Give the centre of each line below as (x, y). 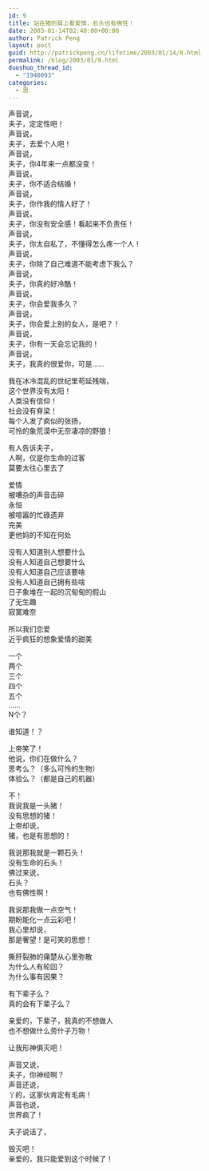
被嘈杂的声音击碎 (36, 495)
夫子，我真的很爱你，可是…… (57, 364)
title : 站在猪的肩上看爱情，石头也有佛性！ (71, 23)
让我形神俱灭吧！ (36, 1048)
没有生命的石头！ (36, 863)
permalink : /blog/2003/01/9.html (64, 61)
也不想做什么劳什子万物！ (50, 1031)
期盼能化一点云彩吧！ (43, 920)
